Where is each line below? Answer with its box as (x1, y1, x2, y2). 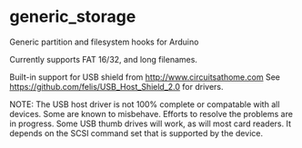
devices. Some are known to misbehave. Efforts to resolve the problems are (9, 108, 294, 119)
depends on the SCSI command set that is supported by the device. (9, 127, 264, 138)
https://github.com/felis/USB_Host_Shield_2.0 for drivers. (9, 81, 225, 92)
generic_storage (9, 6, 136, 27)
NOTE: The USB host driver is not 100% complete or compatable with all (9, 98, 280, 110)
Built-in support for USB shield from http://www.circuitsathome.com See (9, 71, 280, 83)
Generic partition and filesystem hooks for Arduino (9, 36, 199, 47)
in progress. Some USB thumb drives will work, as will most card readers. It (9, 118, 292, 129)
